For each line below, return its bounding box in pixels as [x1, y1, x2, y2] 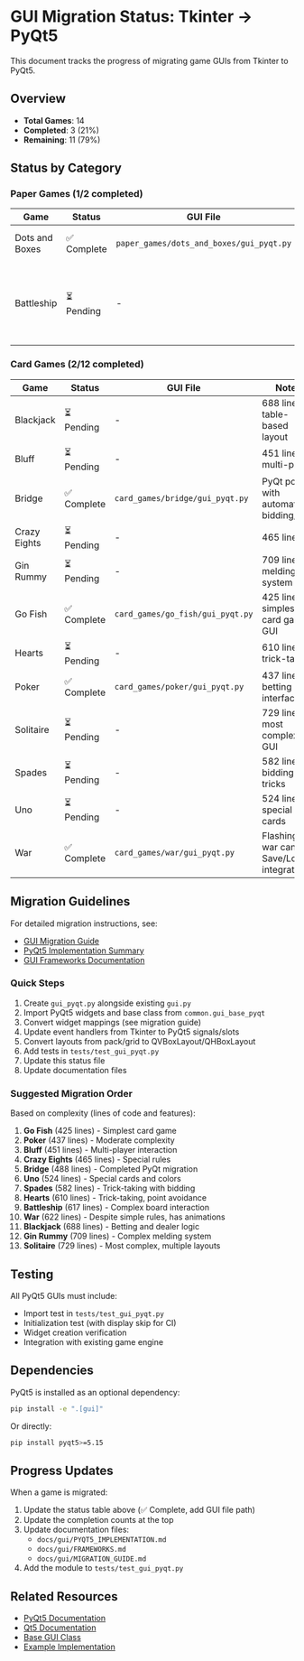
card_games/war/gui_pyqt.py [114, 847, 235, 858]
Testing [10, 1267, 54, 1282]
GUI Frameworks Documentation [23, 954, 145, 965]
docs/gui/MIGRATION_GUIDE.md [36, 1554, 147, 1564]
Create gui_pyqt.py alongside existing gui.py [23, 998, 192, 1008]
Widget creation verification [23, 1327, 127, 1338]
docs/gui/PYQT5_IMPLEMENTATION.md [36, 1536, 167, 1545]
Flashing [262, 829, 299, 841]
